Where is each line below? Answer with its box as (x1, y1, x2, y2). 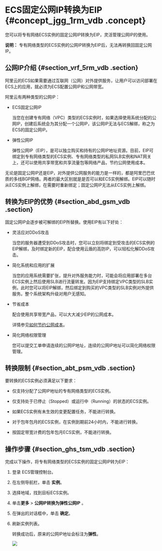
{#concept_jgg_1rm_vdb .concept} (5, 15, 146, 26)
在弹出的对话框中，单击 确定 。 (12, 511, 73, 517)
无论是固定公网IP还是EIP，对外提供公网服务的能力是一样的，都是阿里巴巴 (5, 170, 151, 175)
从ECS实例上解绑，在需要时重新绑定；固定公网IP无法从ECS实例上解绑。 (5, 182, 148, 188)
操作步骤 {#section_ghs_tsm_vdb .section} (5, 445, 135, 453)
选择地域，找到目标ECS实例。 (12, 490, 72, 496)
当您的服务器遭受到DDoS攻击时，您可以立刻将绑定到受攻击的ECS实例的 (12, 240, 155, 245)
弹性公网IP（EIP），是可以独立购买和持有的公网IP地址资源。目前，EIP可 (12, 147, 154, 153)
